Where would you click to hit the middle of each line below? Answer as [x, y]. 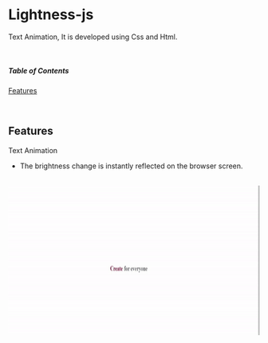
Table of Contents [39, 70]
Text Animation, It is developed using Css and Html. [93, 37]
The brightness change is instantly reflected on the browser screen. [131, 166]
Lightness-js [51, 15]
